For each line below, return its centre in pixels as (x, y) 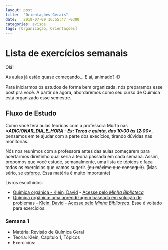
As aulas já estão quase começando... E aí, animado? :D (63, 77)
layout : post (19, 10)
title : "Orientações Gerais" (37, 15)
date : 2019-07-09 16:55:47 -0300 (42, 19)
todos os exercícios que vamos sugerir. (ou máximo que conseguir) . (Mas (81, 167)
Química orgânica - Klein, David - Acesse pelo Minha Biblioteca (78, 192)
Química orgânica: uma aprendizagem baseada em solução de (77, 197)
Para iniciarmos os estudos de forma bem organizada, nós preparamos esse (84, 87)
